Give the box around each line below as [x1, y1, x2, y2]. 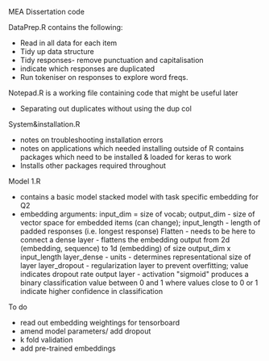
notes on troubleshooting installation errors [19, 135, 163, 145]
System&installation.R [8, 120, 81, 128]
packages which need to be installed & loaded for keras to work [19, 153, 232, 162]
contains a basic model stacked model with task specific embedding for [19, 192, 259, 201]
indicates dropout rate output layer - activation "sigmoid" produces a [19, 270, 250, 279]
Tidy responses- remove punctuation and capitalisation [19, 56, 204, 65]
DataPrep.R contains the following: [8, 23, 123, 31]
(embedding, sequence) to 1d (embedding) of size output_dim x [19, 244, 231, 253]
